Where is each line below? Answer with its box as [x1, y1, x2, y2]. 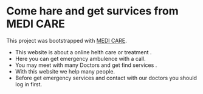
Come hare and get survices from [6, 4, 179, 18]
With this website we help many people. [15, 67, 115, 75]
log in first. [15, 80, 43, 88]
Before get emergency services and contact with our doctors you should [15, 74, 198, 81]
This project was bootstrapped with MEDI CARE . [6, 37, 128, 44]
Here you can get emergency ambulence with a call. [15, 55, 146, 62]
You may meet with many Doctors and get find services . [15, 61, 157, 69]
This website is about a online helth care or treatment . [15, 48, 152, 55]
